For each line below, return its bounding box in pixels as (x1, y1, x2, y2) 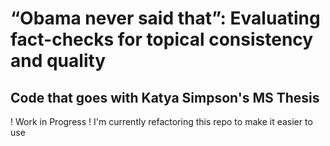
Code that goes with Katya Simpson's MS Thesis (10, 89, 320, 106)
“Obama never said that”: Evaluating (10, 7, 321, 30)
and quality (10, 50, 107, 72)
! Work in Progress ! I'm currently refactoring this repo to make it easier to (10, 116, 313, 127)
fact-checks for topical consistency (10, 28, 314, 51)
